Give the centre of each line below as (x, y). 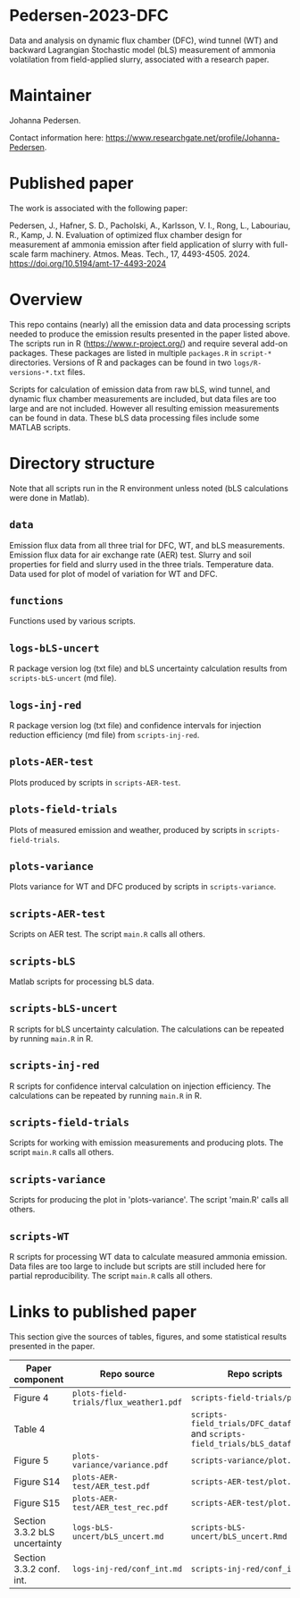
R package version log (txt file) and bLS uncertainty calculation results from (148, 668)
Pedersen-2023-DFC (89, 16)
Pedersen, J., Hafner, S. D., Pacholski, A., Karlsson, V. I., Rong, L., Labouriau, (150, 225)
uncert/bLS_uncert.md (118, 1537)
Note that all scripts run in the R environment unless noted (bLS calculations (149, 488)
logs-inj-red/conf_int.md (128, 1569)
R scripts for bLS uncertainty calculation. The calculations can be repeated (147, 1029)
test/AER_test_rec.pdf (121, 1507)
